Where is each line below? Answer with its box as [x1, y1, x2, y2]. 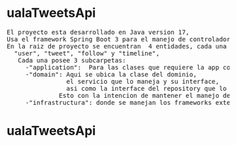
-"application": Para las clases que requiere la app [25, 63, 220, 71]
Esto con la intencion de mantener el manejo [59, 92, 220, 99]
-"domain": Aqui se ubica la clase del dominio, [25, 70, 197, 78]
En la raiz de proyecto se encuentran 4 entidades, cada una [6, 42, 227, 50]
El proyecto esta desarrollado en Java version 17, [6, 28, 190, 36]
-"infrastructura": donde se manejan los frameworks [25, 99, 212, 106]
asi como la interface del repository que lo [66, 84, 227, 92]
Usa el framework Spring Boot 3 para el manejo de [6, 35, 186, 43]
